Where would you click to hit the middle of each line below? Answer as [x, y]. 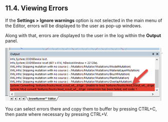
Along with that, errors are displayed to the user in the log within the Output [83, 35]
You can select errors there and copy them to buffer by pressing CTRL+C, [81, 109]
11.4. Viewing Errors [37, 8]
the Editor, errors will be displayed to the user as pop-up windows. [74, 26]
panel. [12, 41]
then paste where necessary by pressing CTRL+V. [57, 114]
